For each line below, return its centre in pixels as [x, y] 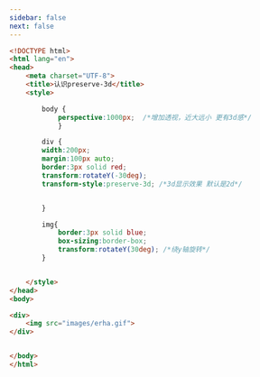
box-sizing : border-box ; [102, 241]
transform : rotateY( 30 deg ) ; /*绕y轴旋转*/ [134, 250]
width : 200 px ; [66, 151]
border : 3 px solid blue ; [102, 233]
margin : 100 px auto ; [79, 159]
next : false [32, 26]
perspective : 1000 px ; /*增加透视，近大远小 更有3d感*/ [155, 117]
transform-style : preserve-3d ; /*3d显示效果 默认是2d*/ [142, 184]
